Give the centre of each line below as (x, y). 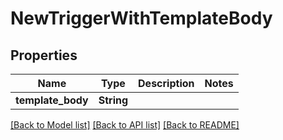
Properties (44, 55)
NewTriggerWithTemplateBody (141, 18)
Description (166, 83)
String (113, 100)
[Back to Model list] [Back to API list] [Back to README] (125, 125)
